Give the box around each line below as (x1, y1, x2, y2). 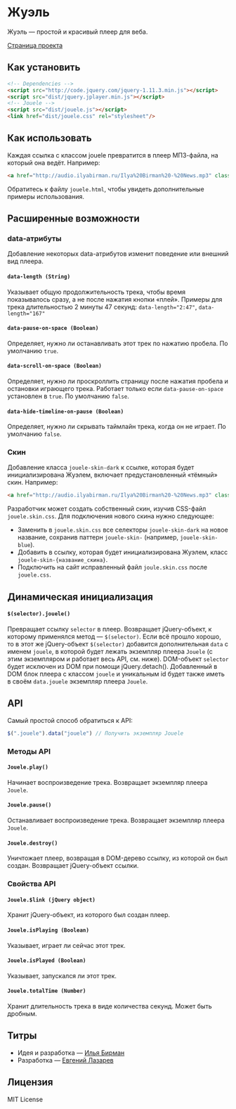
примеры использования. (7, 192, 85, 200)
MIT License (7, 1095, 44, 1103)
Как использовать (7, 132, 93, 144)
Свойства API (7, 879, 56, 889)
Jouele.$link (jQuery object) (7, 896, 96, 904)
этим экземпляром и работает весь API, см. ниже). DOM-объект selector (7, 655, 229, 663)
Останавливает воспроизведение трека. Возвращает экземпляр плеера (7, 816, 225, 824)
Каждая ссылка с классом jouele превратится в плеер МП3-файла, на (7, 150, 219, 159)
